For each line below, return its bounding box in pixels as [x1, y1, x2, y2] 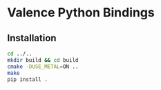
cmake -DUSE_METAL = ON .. [7, 63, 79, 70]
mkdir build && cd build [7, 56, 79, 63]
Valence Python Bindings [7, 5, 155, 21]
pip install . [7, 76, 48, 83]
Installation [7, 32, 57, 44]
